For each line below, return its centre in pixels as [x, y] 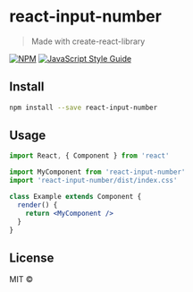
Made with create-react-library [88, 41]
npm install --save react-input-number [84, 107]
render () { [38, 205]
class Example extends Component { [76, 197]
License [32, 258]
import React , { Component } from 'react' [89, 156]
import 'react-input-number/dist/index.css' [93, 181]
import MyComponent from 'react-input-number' [97, 172]
